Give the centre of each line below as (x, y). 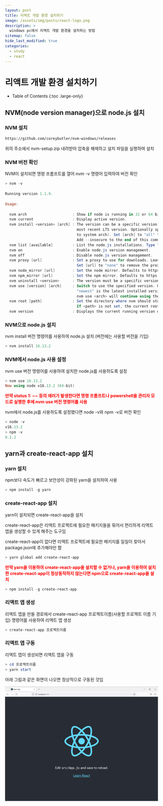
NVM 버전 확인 (21, 162)
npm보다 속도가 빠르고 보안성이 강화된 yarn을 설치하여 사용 (61, 480)
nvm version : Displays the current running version (82, 312)
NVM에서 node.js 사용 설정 (36, 360)
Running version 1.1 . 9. (29, 194)
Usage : (12, 204)
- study (17, 51)
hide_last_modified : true (31, 41)
